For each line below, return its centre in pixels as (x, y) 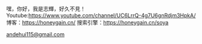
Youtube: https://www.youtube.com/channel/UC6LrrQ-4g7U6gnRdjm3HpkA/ (101, 15)
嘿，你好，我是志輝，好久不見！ (46, 9)
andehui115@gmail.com (36, 34)
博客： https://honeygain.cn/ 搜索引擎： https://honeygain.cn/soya (87, 22)
